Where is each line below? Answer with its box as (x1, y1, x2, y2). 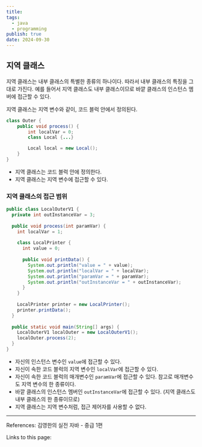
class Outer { (6, 117, 42, 123)
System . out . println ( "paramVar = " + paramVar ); (28, 274, 149, 280)
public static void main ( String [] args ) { (11, 324, 120, 330)
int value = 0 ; (22, 245, 61, 252)
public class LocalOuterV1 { (6, 206, 79, 213)
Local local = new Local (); (28, 145, 98, 151)
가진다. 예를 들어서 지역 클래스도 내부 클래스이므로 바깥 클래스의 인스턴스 (17, 85, 188, 92)
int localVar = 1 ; (17, 228, 63, 235)
